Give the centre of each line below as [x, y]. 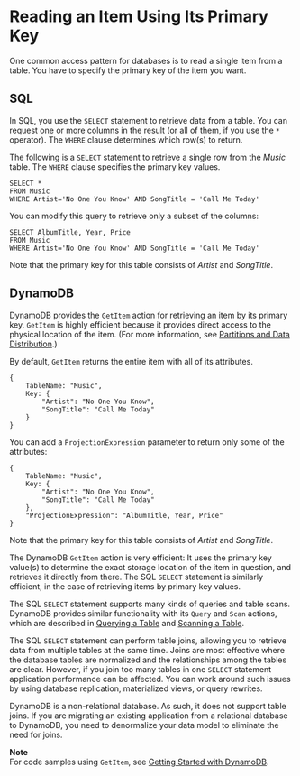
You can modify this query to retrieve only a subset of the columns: [134, 216]
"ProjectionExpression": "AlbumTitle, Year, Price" [124, 515]
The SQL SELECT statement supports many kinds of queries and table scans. [150, 604]
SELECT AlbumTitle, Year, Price [70, 232]
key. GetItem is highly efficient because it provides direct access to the [141, 324]
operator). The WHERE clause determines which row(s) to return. [126, 139]
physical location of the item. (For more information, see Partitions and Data [150, 334]
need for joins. [36, 734]
